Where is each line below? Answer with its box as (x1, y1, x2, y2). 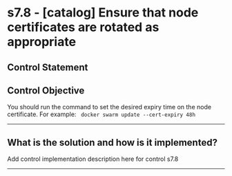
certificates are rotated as (7, 19, 159, 35)
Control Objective (7, 85, 85, 96)
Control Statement (7, 61, 88, 73)
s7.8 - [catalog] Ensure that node (7, 5, 199, 21)
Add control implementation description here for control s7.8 (7, 155, 179, 163)
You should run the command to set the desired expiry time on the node (7, 103, 212, 111)
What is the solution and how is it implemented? (7, 136, 217, 148)
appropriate (7, 34, 77, 49)
